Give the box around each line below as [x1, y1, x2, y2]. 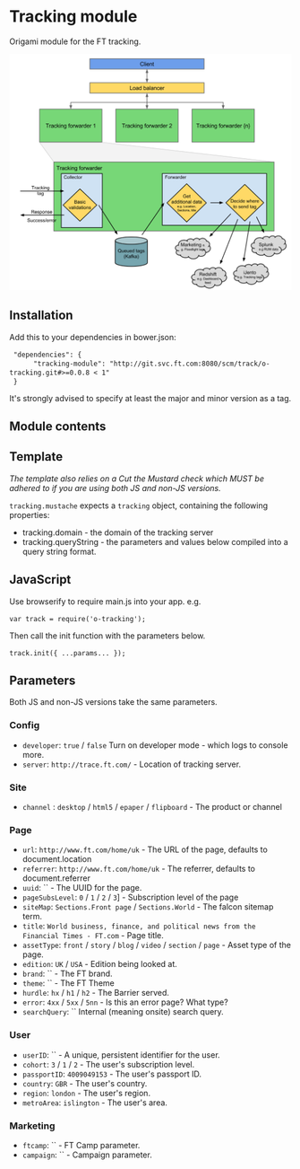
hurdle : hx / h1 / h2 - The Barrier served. [21, 988, 170, 998]
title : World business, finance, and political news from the [21, 920, 256, 931]
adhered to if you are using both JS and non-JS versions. [9, 482, 221, 493]
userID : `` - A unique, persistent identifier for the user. [21, 1049, 221, 1060]
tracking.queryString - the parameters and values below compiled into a [21, 536, 288, 547]
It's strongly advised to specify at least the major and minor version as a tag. [9, 392, 292, 403]
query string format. [21, 546, 97, 557]
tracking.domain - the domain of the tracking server [21, 527, 214, 538]
